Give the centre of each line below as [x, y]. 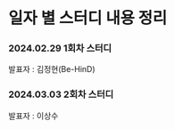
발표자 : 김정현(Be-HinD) [52, 69]
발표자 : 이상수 [33, 116]
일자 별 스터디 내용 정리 [88, 18]
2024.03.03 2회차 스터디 [61, 94]
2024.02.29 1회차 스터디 [60, 48]
